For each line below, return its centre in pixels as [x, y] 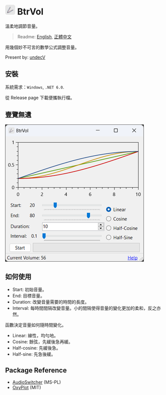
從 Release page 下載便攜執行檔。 [40, 98]
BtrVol [30, 12]
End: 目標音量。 [29, 296]
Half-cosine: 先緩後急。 [37, 348]
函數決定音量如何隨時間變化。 [36, 325]
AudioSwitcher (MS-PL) [37, 382]
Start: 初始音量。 [30, 290]
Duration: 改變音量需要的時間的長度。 [51, 302]
